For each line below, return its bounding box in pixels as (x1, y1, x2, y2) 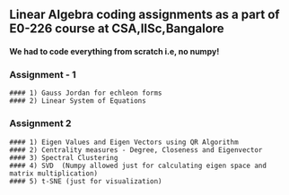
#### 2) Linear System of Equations (9, 97, 146, 106)
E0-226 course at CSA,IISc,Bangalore (9, 21, 224, 37)
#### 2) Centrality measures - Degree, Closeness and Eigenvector (9, 145, 263, 155)
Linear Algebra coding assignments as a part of (9, 7, 280, 22)
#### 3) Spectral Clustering (9, 153, 118, 162)
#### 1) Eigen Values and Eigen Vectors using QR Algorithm (9, 138, 240, 147)
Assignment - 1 (9, 68, 76, 81)
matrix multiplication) (9, 169, 99, 178)
